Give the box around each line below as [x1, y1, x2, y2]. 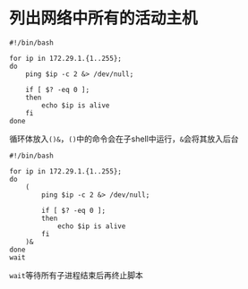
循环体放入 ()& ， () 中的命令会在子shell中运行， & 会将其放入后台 [9, 133, 239, 144]
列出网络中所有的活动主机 [9, 8, 199, 29]
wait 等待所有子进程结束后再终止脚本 [9, 269, 143, 280]
